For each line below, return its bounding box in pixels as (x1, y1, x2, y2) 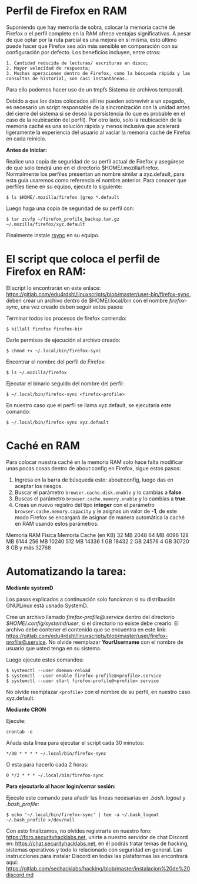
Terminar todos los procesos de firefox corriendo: (6, 315, 127, 322)
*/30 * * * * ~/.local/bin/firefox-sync (6, 751, 107, 757)
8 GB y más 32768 (6, 544, 51, 551)
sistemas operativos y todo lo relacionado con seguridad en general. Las (6, 846, 182, 853)
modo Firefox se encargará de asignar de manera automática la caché (14, 513, 185, 520)
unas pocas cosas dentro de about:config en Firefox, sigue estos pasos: (6, 464, 181, 472)
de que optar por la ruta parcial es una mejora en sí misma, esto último (6, 36, 178, 43)
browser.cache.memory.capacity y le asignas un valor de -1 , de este (14, 508, 178, 515)
